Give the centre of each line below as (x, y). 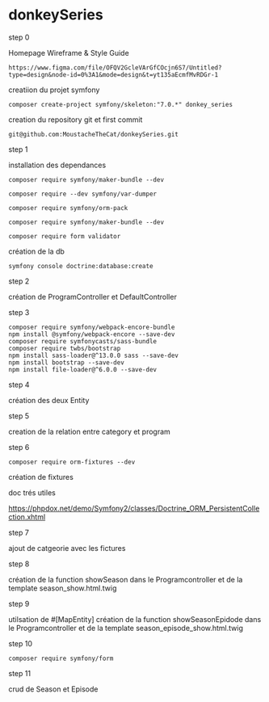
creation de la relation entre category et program (90, 431)
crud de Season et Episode (53, 689)
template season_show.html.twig (63, 588)
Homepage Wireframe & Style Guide (69, 53)
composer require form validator (65, 236)
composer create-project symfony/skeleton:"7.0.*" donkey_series (120, 104)
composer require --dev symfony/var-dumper (83, 194)
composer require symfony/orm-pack (68, 208)
